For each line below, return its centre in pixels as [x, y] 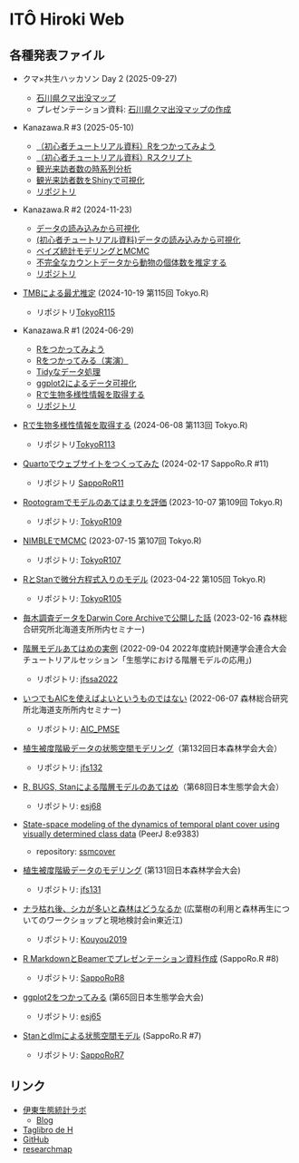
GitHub [36, 1139]
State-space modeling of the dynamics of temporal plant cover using [151, 824]
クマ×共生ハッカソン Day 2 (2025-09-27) [100, 78]
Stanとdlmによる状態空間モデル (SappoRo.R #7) [112, 1036]
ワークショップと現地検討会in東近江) [115, 920]
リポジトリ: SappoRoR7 [80, 1055]
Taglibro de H [48, 1129]
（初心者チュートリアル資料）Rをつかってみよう [125, 146]
